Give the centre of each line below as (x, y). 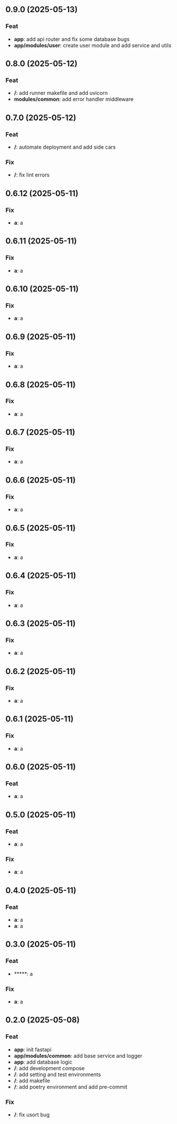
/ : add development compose (49, 1068)
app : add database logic (43, 1062)
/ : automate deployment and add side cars (65, 147)
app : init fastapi (33, 1049)
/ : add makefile (32, 1080)
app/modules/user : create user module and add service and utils (93, 45)
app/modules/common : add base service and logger (78, 1056)
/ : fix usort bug (32, 1115)
